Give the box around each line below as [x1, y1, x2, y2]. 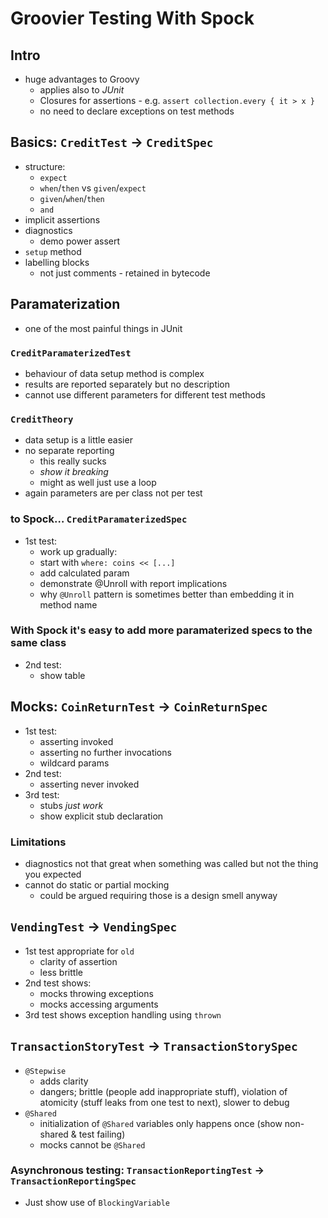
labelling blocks [24, 256, 90, 268]
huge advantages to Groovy [24, 73, 140, 85]
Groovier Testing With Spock [10, 7, 255, 30]
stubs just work [39, 799, 104, 811]
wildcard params [39, 757, 110, 769]
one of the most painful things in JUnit [24, 322, 183, 334]
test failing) [78, 1128, 126, 1140]
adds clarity [39, 1075, 89, 1087]
